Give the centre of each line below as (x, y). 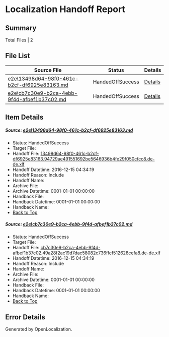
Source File (48, 70)
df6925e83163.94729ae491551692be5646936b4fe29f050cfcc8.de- (83, 159)
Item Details (24, 117)
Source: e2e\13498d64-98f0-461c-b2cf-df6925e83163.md (69, 130)
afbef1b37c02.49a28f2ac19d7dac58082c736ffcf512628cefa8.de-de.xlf (87, 253)
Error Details (25, 317)
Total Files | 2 (19, 40)
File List (18, 56)
